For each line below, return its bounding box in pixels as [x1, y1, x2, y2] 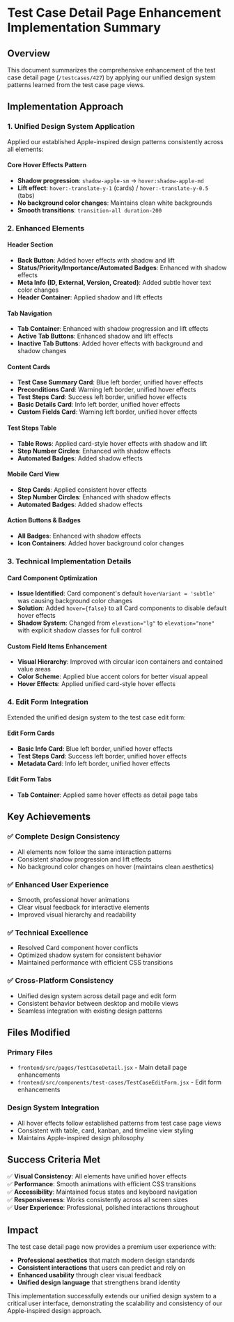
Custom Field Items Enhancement [7, 642, 107, 651]
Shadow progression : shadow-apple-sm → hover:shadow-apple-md [17, 176, 204, 185]
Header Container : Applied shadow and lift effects [17, 293, 163, 302]
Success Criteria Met [7, 1154, 101, 1166]
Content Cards [7, 362, 51, 371]
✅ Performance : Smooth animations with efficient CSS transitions [7, 1180, 196, 1188]
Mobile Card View [7, 470, 60, 479]
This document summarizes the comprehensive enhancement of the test [7, 66, 216, 74]
